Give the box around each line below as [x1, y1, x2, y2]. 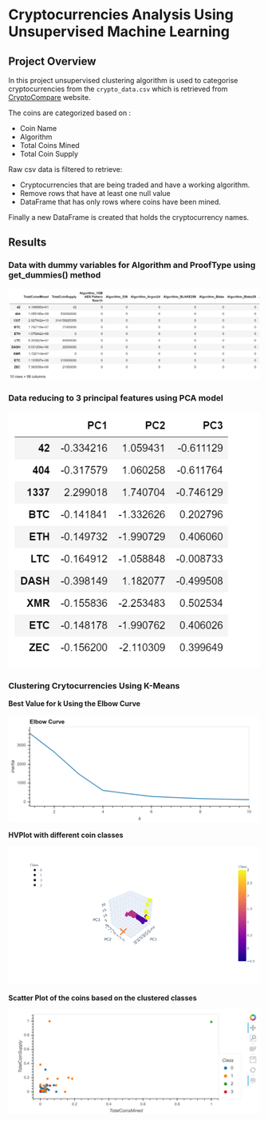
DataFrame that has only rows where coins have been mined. [19, 197, 222, 206]
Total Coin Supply [19, 150, 78, 158]
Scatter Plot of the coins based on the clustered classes [8, 993, 197, 1003]
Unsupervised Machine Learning [8, 22, 230, 41]
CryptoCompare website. [8, 93, 91, 102]
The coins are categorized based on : [8, 108, 132, 118]
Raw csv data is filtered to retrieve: [8, 165, 123, 174]
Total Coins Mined [19, 141, 80, 150]
